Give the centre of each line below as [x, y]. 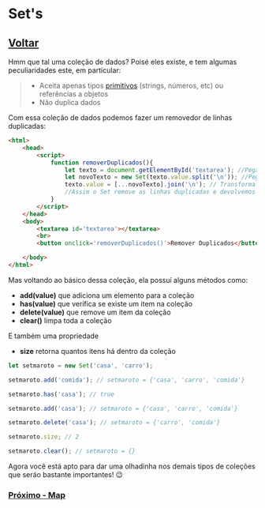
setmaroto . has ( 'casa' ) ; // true [61, 394]
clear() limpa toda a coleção [65, 320]
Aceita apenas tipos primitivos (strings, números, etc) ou [131, 85]
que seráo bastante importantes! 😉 [66, 474]
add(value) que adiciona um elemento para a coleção [107, 295]
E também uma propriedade [54, 336]
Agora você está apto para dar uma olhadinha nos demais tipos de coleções [132, 466]
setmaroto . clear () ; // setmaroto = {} [72, 451]
